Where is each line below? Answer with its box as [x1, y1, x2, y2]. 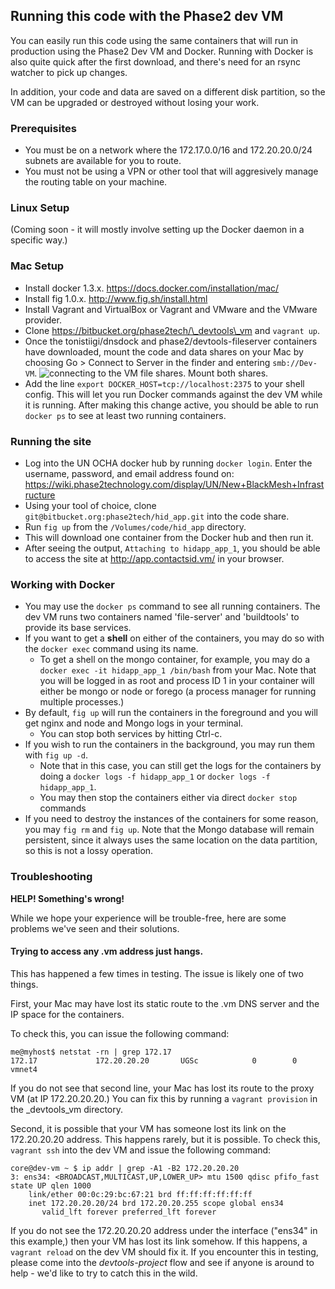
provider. [24, 314, 62, 326]
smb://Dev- [272, 358, 318, 368]
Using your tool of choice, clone [24, 500, 157, 511]
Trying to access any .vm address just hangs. [10, 945, 204, 958]
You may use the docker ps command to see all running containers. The [24, 600, 321, 613]
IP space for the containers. [10, 1008, 125, 1020]
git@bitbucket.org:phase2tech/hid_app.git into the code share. [24, 510, 290, 522]
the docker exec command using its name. [24, 643, 199, 655]
